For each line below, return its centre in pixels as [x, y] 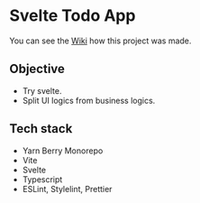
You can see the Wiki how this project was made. [100, 41]
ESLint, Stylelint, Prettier [67, 189]
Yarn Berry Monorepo [63, 151]
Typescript [42, 179]
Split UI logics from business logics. [89, 100]
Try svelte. [42, 90]
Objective [37, 69]
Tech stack [41, 129]
